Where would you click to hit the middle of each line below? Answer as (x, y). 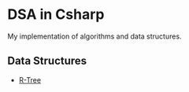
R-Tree (30, 79)
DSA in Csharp (56, 15)
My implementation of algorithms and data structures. (94, 36)
